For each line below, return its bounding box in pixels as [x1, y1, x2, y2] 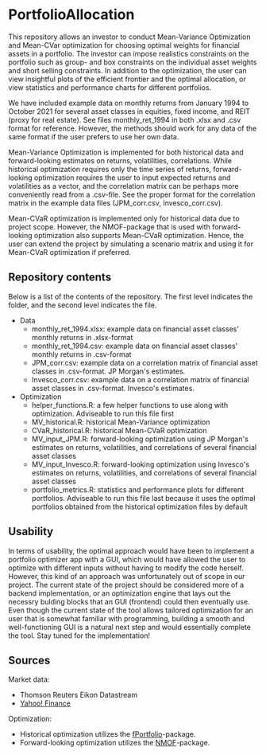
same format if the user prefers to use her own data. [8, 131, 179, 141]
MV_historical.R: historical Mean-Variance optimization [31, 417, 210, 427]
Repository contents [8, 271, 112, 284]
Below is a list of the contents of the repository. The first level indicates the [8, 291, 253, 301]
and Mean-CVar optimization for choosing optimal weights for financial [8, 40, 240, 49]
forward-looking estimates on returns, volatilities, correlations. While [8, 155, 233, 165]
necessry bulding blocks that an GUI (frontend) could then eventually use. [8, 597, 250, 606]
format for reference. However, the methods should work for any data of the [8, 123, 257, 133]
